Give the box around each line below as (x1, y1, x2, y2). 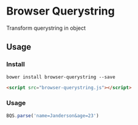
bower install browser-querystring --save (6, 74, 116, 80)
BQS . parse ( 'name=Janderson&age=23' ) (6, 112, 99, 119)
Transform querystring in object (6, 24, 86, 32)
